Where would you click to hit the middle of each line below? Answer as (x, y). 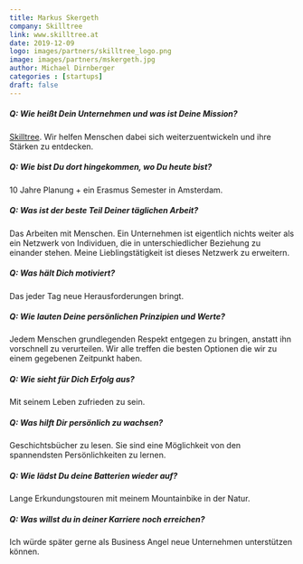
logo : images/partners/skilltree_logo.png (90, 52)
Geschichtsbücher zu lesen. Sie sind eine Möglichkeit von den (125, 446)
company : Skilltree (46, 26)
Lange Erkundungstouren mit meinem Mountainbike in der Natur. (130, 499)
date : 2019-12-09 (42, 43)
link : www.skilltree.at (54, 34)
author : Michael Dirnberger (62, 69)
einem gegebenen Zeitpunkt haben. (76, 359)
